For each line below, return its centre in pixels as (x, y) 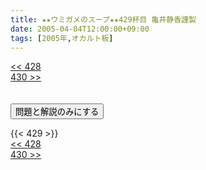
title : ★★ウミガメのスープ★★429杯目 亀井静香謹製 (103, 19)
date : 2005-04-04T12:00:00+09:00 (80, 29)
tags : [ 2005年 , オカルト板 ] (62, 38)
